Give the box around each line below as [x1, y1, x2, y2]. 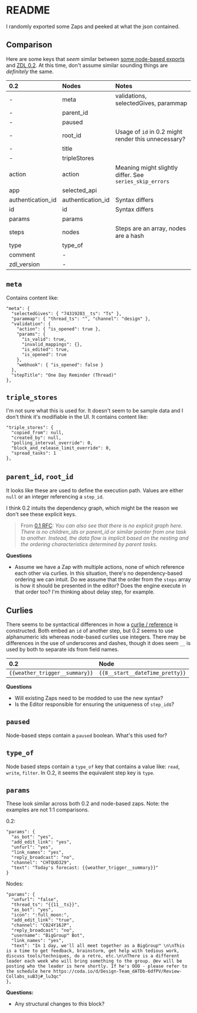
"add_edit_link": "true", [11, 918, 75, 923]
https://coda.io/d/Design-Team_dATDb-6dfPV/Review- [53, 968, 182, 974]
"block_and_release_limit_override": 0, [11, 445, 111, 451]
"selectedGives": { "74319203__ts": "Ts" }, [11, 311, 122, 316]
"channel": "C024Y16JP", [11, 922, 72, 929]
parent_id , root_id [6, 471, 74, 481]
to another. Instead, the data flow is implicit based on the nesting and [20, 534, 189, 542]
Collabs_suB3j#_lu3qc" [6, 974, 62, 980]
